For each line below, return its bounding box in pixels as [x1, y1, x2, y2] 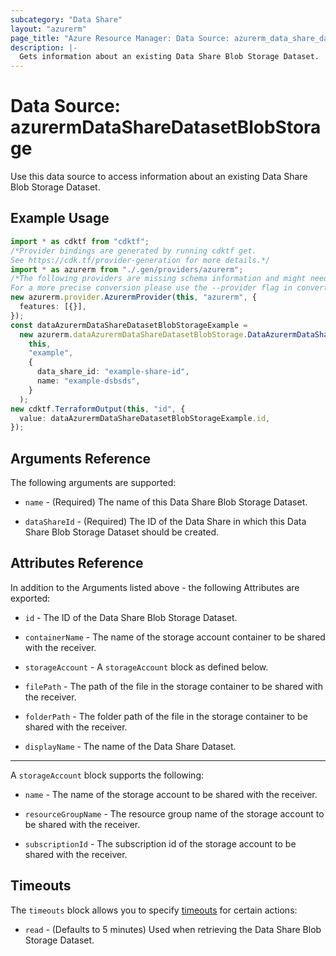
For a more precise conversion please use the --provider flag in [10, 283, 293, 293]
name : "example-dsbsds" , [36, 376, 141, 386]
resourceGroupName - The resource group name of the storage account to [24, 807, 325, 820]
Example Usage [10, 210, 110, 227]
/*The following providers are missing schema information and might [10, 274, 307, 284]
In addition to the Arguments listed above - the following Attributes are [10, 581, 300, 593]
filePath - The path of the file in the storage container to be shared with [24, 680, 323, 692]
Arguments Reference [10, 450, 152, 467]
